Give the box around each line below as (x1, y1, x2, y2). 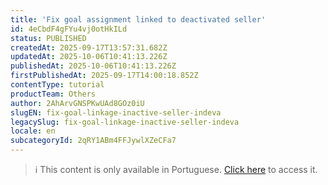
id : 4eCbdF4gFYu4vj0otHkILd (10, 24, 128, 34)
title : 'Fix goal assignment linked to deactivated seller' (10, 14, 267, 25)
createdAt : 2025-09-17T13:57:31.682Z (10, 42, 168, 53)
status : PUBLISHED (10, 33, 87, 43)
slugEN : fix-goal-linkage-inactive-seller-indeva (10, 107, 222, 118)
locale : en (10, 126, 56, 136)
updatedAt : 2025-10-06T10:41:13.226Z (10, 52, 168, 62)
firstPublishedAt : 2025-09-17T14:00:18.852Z (10, 71, 199, 81)
